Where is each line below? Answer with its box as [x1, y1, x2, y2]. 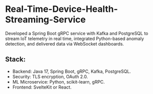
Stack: [5, 55, 26, 64]
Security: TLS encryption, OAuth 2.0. [12, 73, 88, 80]
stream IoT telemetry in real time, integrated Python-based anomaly [5, 36, 145, 42]
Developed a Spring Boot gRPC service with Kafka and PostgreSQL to [5, 30, 149, 36]
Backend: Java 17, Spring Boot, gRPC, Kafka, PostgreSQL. [12, 68, 131, 74]
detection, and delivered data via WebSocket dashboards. [5, 41, 124, 47]
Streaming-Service [5, 14, 86, 25]
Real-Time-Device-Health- [5, 3, 118, 15]
